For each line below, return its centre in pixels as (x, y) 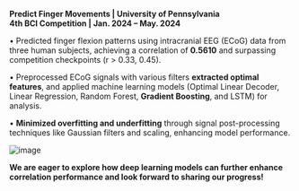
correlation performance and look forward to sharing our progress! (136, 177)
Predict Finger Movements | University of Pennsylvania (114, 14)
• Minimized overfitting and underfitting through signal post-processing (145, 123)
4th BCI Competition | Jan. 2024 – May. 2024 (95, 23)
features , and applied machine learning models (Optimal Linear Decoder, (145, 87)
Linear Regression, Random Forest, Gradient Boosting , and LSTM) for (138, 96)
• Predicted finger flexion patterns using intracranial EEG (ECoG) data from (148, 41)
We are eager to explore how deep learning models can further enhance (146, 167)
